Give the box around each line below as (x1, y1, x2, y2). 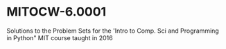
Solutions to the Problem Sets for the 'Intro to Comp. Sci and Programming (6, 27, 219, 35)
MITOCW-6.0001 (6, 4, 107, 20)
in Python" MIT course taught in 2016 (6, 33, 113, 42)
